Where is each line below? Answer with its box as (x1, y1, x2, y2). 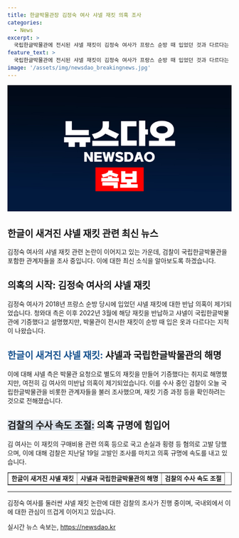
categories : (7, 19, 43, 26)
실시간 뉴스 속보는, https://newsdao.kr (7, 522, 116, 531)
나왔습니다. (14, 326, 46, 335)
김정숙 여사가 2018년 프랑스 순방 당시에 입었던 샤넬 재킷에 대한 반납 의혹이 (7, 300, 213, 308)
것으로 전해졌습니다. (7, 396, 63, 405)
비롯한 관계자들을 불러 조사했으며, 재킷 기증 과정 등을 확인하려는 (49, 387, 226, 396)
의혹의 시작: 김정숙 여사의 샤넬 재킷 (7, 279, 151, 292)
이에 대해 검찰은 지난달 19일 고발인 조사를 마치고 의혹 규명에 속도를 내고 (22, 448, 221, 457)
